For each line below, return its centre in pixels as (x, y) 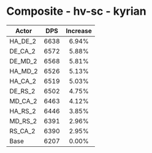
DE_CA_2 (22, 51)
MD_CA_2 (24, 101)
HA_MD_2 (24, 71)
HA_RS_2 (23, 111)
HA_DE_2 (23, 41)
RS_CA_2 (22, 131)
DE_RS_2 (22, 91)
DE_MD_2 (24, 61)
